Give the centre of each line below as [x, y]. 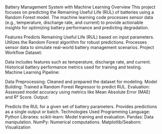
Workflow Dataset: [24, 52]
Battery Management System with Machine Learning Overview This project [80, 7]
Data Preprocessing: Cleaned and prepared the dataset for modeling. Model [81, 82]
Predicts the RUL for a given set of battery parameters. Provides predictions [81, 107]
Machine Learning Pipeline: [32, 72]
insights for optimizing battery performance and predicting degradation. [77, 28]
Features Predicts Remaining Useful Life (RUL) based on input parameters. [80, 37]
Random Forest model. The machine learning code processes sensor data [79, 17]
